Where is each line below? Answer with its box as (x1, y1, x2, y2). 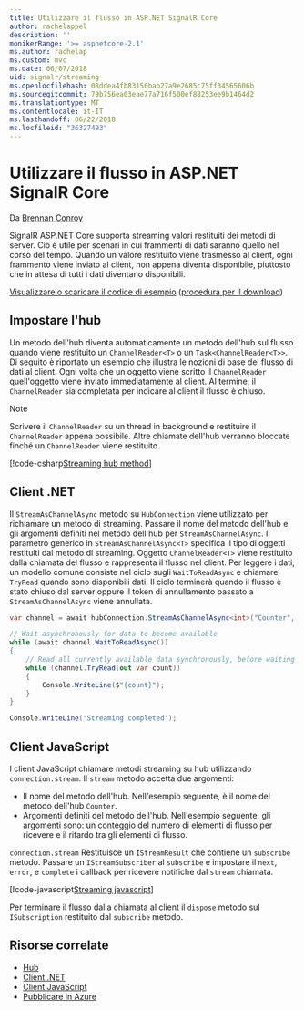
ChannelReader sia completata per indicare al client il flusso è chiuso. (9, 385, 266, 397)
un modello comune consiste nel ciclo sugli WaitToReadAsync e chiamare (9, 566, 279, 577)
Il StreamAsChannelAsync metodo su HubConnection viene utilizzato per (9, 508, 269, 520)
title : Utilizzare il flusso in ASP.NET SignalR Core (9, 13, 218, 23)
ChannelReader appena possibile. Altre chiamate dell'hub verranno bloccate (9, 430, 291, 441)
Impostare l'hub (9, 313, 102, 328)
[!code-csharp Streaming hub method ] (9, 458, 152, 469)
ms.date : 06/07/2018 (9, 65, 88, 74)
